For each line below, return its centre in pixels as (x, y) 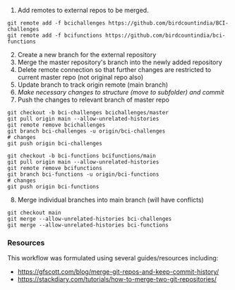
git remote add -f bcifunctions (55, 35)
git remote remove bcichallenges (56, 125)
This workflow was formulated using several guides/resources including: (113, 258)
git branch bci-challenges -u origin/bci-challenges (86, 131)
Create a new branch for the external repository (87, 55)
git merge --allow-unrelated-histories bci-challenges (90, 219)
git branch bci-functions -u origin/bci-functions (83, 174)
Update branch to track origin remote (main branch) (93, 85)
